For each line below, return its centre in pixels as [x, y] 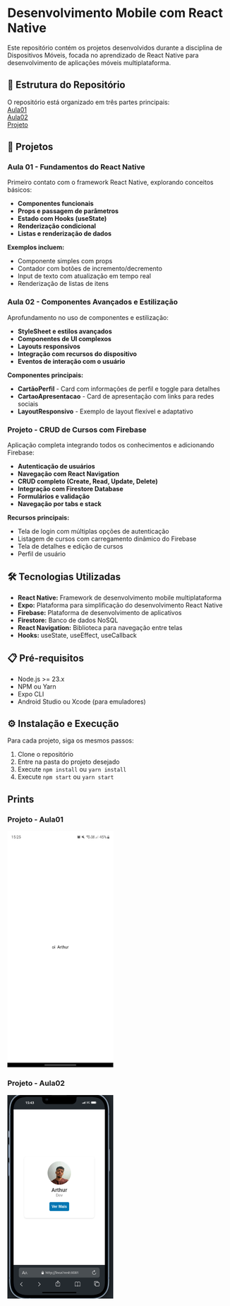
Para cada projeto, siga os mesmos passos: [71, 740]
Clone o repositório [46, 755]
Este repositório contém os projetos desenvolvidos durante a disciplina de [115, 47]
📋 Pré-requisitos [46, 659]
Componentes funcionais [55, 204]
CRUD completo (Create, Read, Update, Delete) [87, 481]
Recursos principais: [38, 517]
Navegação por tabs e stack [60, 504]
